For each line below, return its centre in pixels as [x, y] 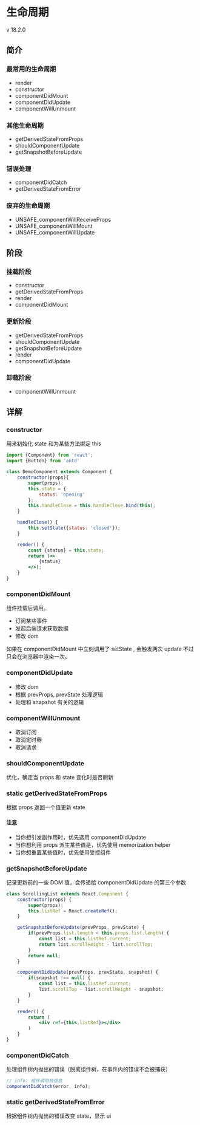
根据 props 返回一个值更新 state [46, 807]
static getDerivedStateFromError [55, 1102]
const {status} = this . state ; [66, 550]
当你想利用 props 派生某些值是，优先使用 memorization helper [93, 844]
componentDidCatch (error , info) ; [48, 1087]
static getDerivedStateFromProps [57, 793]
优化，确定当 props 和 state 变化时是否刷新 [60, 778]
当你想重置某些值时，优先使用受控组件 [63, 852]
